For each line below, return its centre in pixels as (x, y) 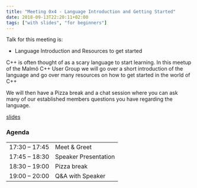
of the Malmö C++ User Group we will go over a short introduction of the (95, 69)
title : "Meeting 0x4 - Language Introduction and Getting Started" (91, 12)
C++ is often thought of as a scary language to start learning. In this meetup (99, 62)
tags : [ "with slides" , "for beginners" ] (57, 23)
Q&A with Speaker (80, 176)
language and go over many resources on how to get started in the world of (98, 75)
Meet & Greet (74, 147)
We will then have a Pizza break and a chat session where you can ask (92, 93)
